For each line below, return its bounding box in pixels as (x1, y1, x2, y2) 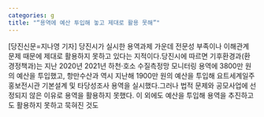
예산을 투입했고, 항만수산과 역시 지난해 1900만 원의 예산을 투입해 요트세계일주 (16, 71, 255, 80)
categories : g (8, 11, 55, 20)
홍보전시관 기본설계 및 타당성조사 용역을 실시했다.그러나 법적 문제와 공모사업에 (8, 80, 248, 90)
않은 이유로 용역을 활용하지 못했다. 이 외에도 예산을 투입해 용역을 (28, 90, 227, 100)
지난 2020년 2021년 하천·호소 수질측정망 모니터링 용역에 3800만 (44, 60, 244, 71)
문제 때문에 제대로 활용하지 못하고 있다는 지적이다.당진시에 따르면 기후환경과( (8, 51, 244, 60)
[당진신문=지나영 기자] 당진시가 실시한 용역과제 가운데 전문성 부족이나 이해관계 (8, 41, 250, 51)
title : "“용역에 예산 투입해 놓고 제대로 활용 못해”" (8, 19, 160, 27)
